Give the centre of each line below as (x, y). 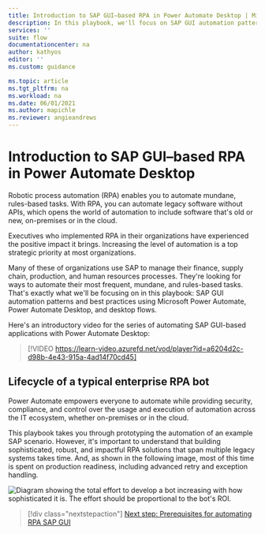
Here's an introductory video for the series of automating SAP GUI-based (127, 325)
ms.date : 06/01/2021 (42, 103)
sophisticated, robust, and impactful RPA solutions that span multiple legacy (131, 450)
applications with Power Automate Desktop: (79, 333)
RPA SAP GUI (49, 522)
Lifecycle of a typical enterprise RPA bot (109, 382)
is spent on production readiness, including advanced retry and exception (128, 466)
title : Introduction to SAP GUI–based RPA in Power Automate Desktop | (128, 15)
